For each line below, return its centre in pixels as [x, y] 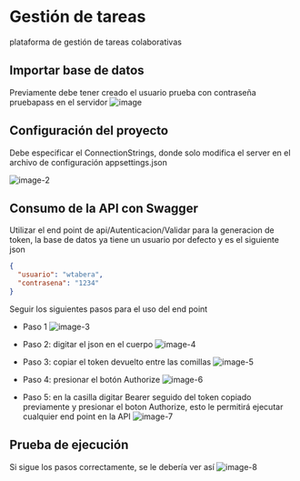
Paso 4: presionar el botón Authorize [91, 379]
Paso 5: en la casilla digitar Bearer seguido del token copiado [137, 396]
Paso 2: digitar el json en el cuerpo [88, 344]
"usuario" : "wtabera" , [60, 275]
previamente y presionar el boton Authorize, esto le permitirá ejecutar [153, 406]
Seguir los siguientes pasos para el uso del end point [109, 309]
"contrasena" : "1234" [59, 284]
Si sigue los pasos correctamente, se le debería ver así [112, 466]
